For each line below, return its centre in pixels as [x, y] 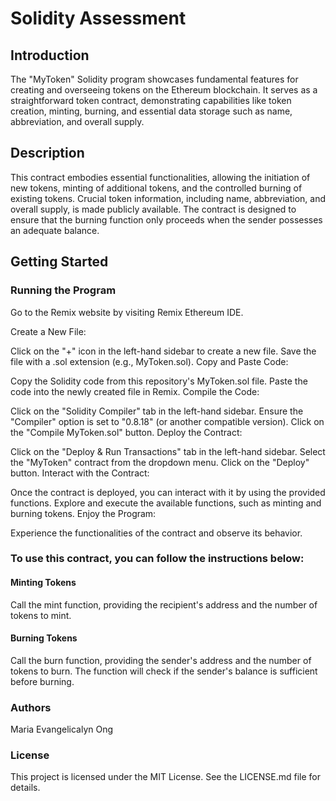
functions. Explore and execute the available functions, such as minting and [166, 503]
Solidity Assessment [98, 18]
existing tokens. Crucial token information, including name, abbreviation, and [168, 198]
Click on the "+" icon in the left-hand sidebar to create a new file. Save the [163, 351]
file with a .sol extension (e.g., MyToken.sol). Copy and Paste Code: [149, 361]
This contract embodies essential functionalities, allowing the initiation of [160, 177]
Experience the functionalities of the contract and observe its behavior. [156, 533]
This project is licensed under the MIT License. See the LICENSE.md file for [165, 777]
